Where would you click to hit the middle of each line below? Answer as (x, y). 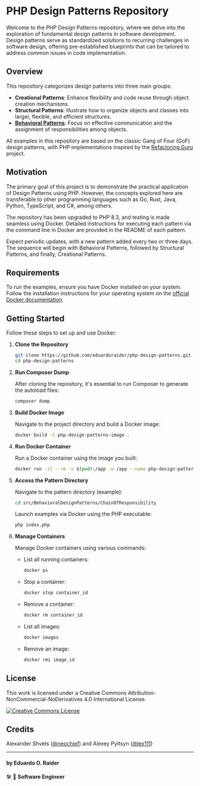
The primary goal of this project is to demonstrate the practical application (97, 187)
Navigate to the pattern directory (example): (69, 492)
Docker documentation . (35, 300)
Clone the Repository (41, 345)
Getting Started (35, 318)
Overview (25, 72)
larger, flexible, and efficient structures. (63, 116)
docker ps (36, 571)
